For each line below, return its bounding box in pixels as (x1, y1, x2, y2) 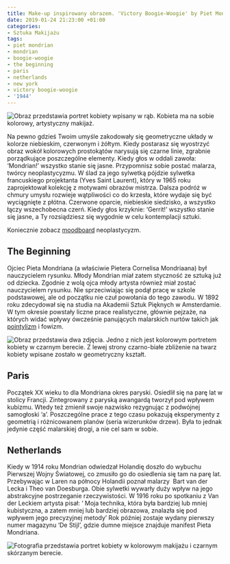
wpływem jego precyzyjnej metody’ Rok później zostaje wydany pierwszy (7, 514, 214, 522)
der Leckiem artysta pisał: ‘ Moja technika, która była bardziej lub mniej (7, 499, 207, 508)
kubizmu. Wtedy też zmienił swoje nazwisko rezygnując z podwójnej (7, 403, 201, 411)
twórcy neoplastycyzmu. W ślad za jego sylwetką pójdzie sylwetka (7, 169, 195, 177)
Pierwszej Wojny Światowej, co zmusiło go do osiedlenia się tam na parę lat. (7, 470, 222, 478)
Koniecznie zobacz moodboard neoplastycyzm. (7, 226, 142, 234)
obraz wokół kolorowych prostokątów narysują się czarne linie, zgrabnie (7, 147, 211, 155)
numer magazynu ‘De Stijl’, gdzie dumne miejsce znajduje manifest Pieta (7, 521, 212, 529)
